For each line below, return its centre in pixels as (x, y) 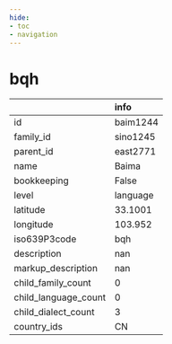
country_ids (38, 327)
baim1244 (137, 122)
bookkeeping (41, 181)
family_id (32, 137)
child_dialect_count (54, 313)
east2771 (135, 152)
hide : (19, 18)
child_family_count (52, 283)
